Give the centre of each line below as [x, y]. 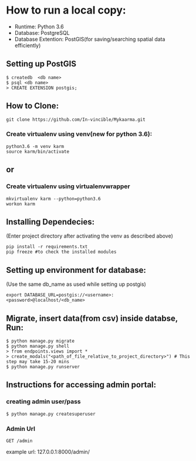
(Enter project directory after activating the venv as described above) [89, 236]
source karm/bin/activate [38, 152]
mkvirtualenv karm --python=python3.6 [53, 199]
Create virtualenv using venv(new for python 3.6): [79, 134]
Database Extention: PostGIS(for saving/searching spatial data [90, 39]
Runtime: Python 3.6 [39, 27]
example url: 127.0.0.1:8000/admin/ [48, 452]
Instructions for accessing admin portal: [81, 385]
